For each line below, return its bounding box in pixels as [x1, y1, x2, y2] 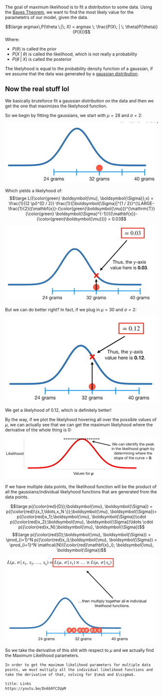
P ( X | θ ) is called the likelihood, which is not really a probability [12, 51, 137, 57]
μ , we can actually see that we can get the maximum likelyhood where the [5, 422, 153, 427]
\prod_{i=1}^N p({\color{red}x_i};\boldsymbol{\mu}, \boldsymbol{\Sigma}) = [6, 537, 157, 543]
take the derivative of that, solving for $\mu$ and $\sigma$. [5, 672, 136, 677]
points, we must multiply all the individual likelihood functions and [5, 667, 153, 672]
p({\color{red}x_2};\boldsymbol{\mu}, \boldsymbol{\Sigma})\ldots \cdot [10, 519, 153, 525]
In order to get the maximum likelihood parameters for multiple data [5, 662, 151, 667]
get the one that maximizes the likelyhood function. [5, 103, 108, 109]
